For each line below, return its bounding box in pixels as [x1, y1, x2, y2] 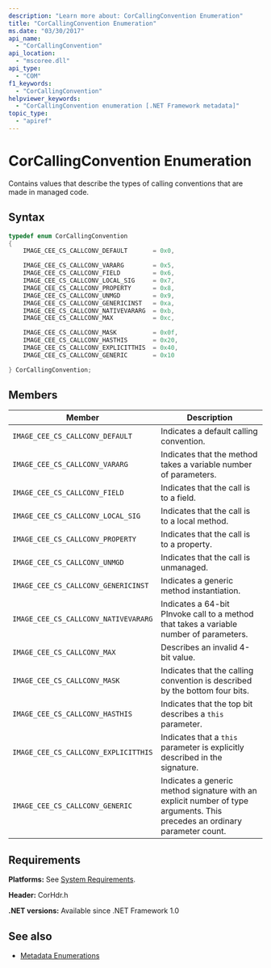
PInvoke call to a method [161, 608, 254, 620]
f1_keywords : [8, 79, 52, 87]
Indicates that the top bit [161, 698, 253, 709]
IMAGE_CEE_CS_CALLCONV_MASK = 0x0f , [23, 329, 179, 337]
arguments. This [161, 806, 223, 817]
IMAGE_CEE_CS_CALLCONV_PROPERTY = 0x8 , [23, 284, 175, 292]
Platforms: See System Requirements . [8, 874, 135, 885]
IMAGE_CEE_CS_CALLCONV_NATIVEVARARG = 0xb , [23, 306, 175, 315]
